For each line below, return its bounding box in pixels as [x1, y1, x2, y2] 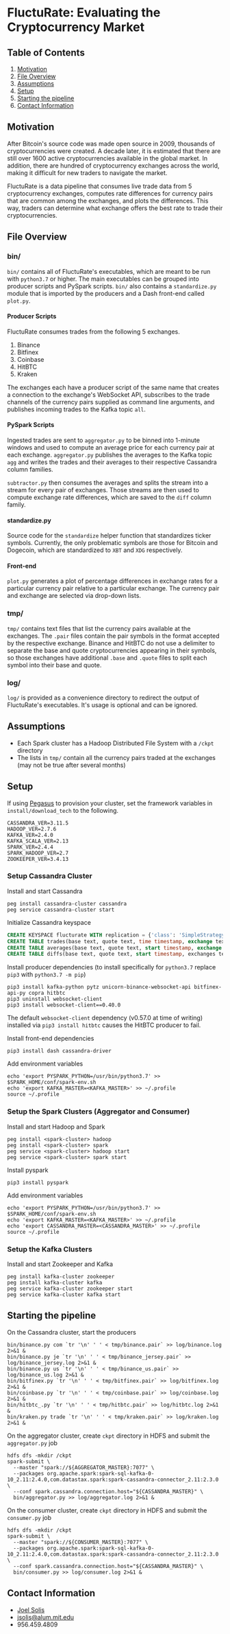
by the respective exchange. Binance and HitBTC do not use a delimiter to [7, 638, 216, 647]
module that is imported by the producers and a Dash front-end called [7, 289, 205, 297]
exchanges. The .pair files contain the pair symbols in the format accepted [7, 632, 220, 640]
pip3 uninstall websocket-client [7, 996, 103, 1003]
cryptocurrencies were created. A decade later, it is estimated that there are [7, 146, 221, 155]
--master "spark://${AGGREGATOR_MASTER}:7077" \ [13, 1464, 155, 1471]
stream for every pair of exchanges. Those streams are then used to [7, 485, 200, 494]
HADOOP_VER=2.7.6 [7, 825, 57, 832]
